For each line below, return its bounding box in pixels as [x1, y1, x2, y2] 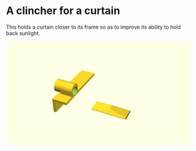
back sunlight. [6, 29, 40, 36]
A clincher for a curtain [6, 4, 121, 18]
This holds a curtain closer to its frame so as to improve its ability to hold [6, 23, 181, 30]
